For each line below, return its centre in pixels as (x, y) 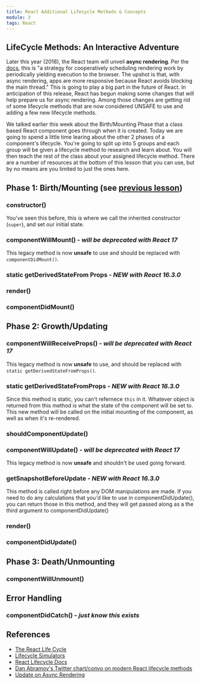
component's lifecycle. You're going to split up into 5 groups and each (93, 143)
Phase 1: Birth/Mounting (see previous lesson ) (94, 187)
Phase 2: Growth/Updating (57, 327)
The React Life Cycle (41, 649)
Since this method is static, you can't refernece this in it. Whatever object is (100, 399)
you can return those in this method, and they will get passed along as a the (100, 504)
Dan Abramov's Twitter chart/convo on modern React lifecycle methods (103, 668)
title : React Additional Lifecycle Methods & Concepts (76, 12)
